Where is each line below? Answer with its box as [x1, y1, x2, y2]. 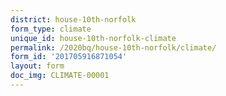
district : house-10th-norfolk [10, 14, 137, 25]
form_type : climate [10, 24, 92, 34]
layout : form [10, 61, 65, 71]
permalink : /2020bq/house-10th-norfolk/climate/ [10, 42, 217, 53]
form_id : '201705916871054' [10, 52, 128, 62]
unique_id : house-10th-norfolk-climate [10, 33, 177, 43]
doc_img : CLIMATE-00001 [10, 71, 110, 81]
